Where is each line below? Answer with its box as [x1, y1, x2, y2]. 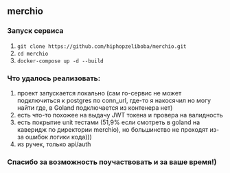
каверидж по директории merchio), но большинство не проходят [16, 125, 209, 133]
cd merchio [16, 50, 49, 57]
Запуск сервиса [7, 26, 64, 36]
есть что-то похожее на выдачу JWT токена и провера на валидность [16, 111, 223, 119]
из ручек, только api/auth [16, 140, 91, 148]
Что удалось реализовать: [7, 73, 101, 83]
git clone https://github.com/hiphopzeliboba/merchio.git [16, 43, 187, 50]
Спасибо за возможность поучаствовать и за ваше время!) [7, 157, 217, 167]
